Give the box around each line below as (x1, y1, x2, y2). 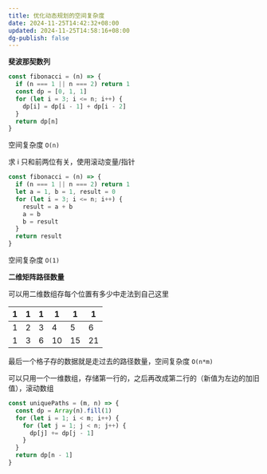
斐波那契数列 (8, 57, 50, 66)
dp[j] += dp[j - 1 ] (29, 429, 94, 437)
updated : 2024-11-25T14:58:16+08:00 (8, 26, 130, 34)
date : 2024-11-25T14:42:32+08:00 (8, 19, 120, 27)
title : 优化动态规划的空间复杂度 (8, 11, 105, 20)
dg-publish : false (8, 34, 69, 42)
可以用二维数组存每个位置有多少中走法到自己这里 (8, 289, 169, 298)
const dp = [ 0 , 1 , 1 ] (15, 88, 88, 96)
